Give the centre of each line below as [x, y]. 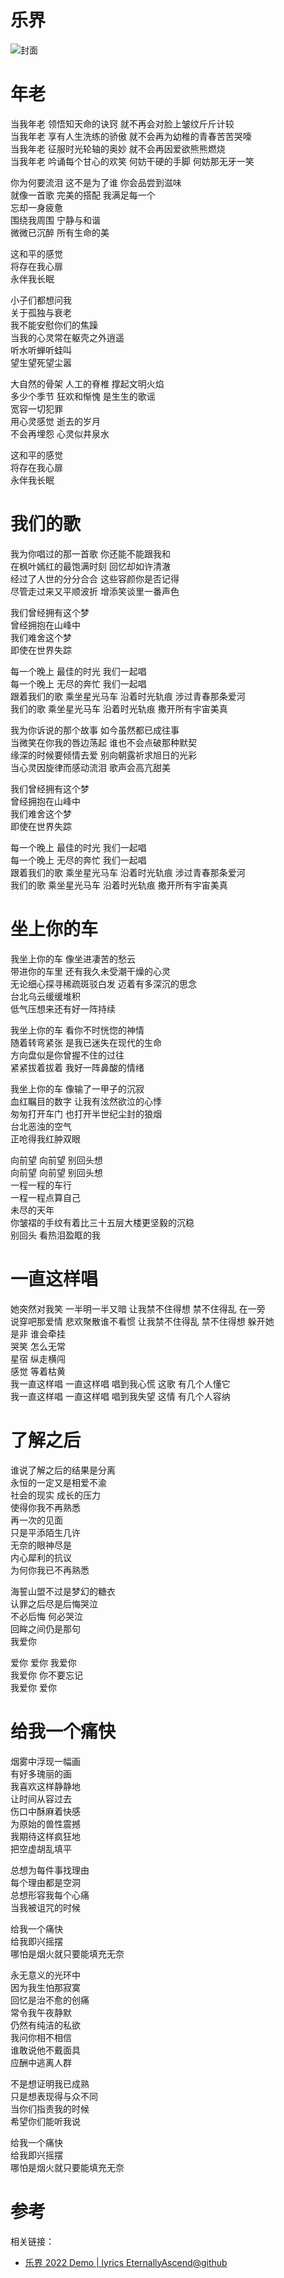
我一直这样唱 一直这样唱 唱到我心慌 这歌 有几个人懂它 [120, 1383]
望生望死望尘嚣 [41, 362]
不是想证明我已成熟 [50, 2083]
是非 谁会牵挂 [38, 1333]
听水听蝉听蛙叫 [41, 350]
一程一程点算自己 [45, 1197]
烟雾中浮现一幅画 [45, 1761]
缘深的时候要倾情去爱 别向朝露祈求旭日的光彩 [103, 755]
